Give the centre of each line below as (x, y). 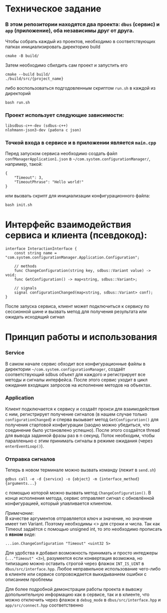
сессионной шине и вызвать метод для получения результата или (76, 312)
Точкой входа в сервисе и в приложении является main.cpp (81, 142)
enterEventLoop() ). (24, 446)
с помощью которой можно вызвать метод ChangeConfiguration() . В (78, 493)
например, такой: (24, 164)
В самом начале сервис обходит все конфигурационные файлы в (75, 364)
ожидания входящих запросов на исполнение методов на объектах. (78, 385)
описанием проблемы (29, 579)
